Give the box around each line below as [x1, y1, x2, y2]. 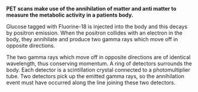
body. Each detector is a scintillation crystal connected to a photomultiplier [6, 66, 190, 73]
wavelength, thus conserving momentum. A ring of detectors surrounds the [6, 60, 193, 67]
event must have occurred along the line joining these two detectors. [6, 79, 176, 86]
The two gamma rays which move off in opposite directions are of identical [6, 54, 191, 60]
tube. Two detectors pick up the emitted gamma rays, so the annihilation [6, 73, 184, 79]
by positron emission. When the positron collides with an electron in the [6, 29, 182, 36]
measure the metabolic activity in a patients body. [6, 11, 133, 19]
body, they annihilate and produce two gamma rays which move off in [6, 36, 178, 42]
